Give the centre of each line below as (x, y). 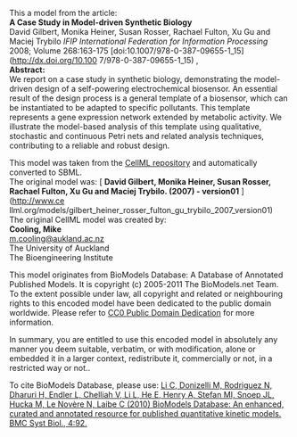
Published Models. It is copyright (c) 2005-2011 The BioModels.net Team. (144, 284)
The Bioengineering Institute (61, 257)
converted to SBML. (46, 172)
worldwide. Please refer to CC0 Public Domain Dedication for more (132, 313)
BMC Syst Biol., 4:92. (48, 423)
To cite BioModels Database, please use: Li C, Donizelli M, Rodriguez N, (141, 385)
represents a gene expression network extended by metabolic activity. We (146, 117)
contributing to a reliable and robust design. (90, 145)
